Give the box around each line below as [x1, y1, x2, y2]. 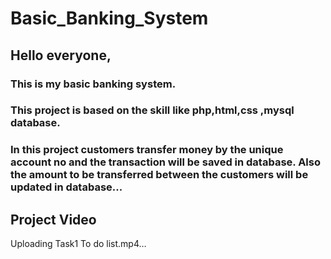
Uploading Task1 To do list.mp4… [10, 238, 147, 250]
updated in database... [10, 180, 123, 194]
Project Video [10, 211, 97, 228]
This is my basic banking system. [10, 77, 177, 91]
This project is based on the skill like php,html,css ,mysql [10, 103, 295, 117]
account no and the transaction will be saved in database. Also [10, 155, 321, 169]
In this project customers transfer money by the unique [10, 143, 284, 157]
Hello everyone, [10, 47, 112, 64]
